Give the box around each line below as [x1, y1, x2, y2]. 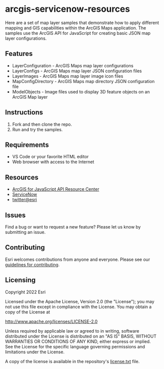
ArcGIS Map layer [12, 94, 48, 100]
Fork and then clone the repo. [12, 121, 72, 127]
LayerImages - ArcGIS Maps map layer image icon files [12, 73, 123, 79]
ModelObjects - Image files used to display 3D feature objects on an [12, 88, 150, 94]
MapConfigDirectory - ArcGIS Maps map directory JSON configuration [12, 78, 155, 84]
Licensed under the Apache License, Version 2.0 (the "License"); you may [5, 298, 155, 304]
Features [5, 50, 33, 58]
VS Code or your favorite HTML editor [12, 154, 89, 160]
